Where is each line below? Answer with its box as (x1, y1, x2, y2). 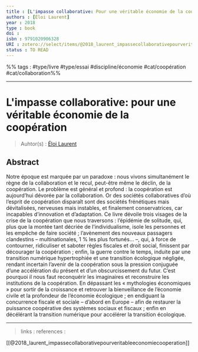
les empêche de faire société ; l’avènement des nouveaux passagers (6, 229, 173, 236)
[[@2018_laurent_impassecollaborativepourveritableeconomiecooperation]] (6, 339, 190, 346)
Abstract (6, 157, 39, 167)
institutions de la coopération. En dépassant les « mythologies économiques (6, 279, 192, 287)
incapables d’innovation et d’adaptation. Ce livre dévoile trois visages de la (6, 210, 187, 218)
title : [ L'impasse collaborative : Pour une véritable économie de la (6, 8, 183, 15)
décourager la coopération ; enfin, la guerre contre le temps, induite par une (6, 248, 191, 255)
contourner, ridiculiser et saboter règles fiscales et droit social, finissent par (6, 242, 190, 249)
